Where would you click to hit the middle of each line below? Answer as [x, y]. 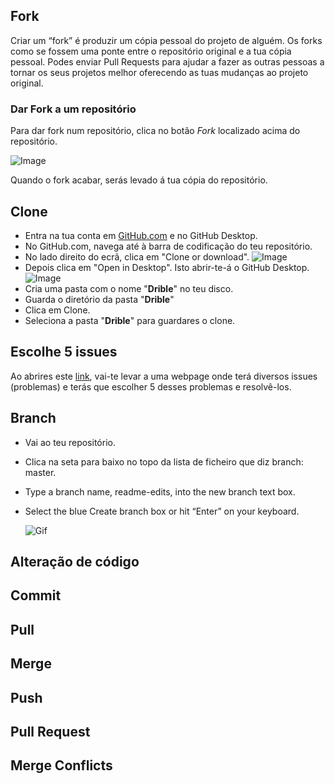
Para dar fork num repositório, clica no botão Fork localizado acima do [155, 131]
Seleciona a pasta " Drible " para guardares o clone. [130, 320]
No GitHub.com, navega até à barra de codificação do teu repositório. [168, 246]
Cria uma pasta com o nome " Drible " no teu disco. [129, 288]
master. [40, 472]
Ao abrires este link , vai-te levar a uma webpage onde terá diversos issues [164, 376]
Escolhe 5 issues [64, 352]
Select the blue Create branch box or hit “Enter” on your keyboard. [162, 511]
